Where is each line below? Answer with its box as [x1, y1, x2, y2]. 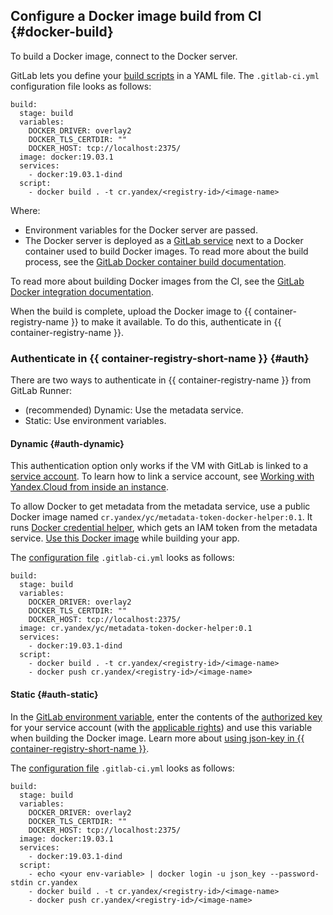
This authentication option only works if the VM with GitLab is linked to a [10, 460, 309, 472]
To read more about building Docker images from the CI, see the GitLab [10, 275, 305, 287]
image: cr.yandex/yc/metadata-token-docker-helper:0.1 [19, 624, 253, 634]
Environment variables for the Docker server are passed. [24, 224, 258, 236]
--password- [269, 869, 320, 879]
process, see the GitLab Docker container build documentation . [24, 255, 287, 268]
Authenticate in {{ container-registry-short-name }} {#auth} [10, 351, 310, 365]
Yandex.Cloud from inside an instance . [10, 481, 169, 493]
